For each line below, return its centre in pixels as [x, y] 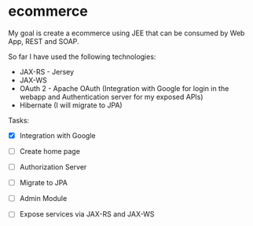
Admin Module [43, 199]
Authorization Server [53, 167]
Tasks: [19, 120]
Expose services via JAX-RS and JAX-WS [87, 214]
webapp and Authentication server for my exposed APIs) [111, 97]
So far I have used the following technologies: [82, 56]
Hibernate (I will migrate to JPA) [71, 105]
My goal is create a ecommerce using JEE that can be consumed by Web [126, 33]
